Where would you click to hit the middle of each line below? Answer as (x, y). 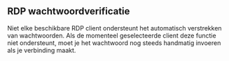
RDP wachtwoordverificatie (69, 11)
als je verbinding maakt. (42, 50)
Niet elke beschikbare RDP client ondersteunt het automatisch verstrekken (114, 28)
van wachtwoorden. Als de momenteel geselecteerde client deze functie (112, 35)
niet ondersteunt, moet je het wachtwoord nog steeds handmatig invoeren (114, 43)
